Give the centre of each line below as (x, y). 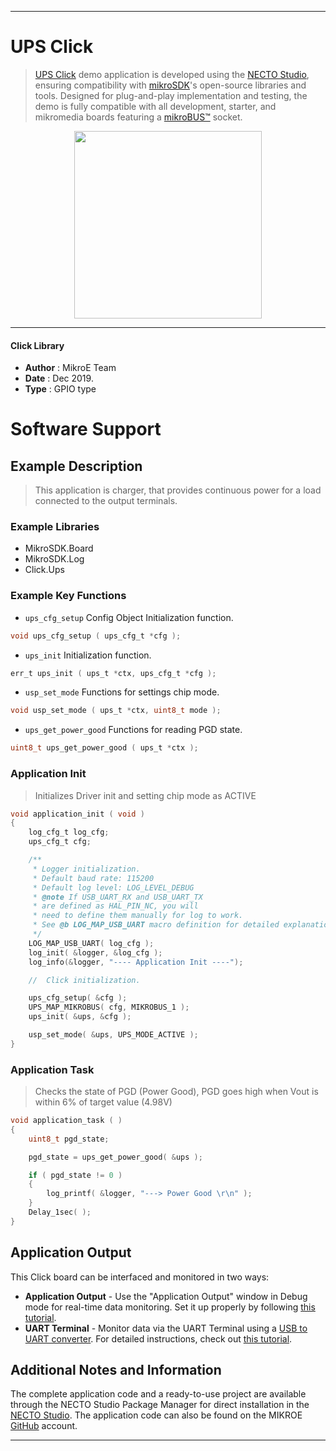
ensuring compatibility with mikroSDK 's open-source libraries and (170, 85)
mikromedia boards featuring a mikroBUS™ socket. (138, 117)
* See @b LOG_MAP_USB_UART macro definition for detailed (156, 925)
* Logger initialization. (86, 869)
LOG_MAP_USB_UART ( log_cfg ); (91, 943)
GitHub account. (44, 1426)
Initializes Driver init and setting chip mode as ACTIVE (145, 795)
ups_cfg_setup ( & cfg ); (78, 998)
